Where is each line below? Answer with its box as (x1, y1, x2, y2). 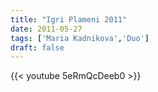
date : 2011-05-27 (10, 24, 83, 34)
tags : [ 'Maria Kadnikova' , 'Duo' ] (10, 33, 150, 43)
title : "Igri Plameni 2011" (10, 14, 128, 25)
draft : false (10, 42, 65, 53)
